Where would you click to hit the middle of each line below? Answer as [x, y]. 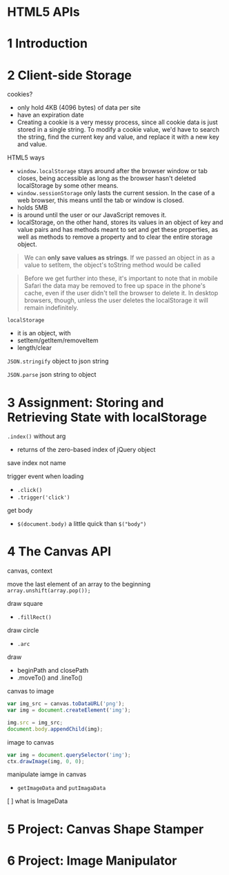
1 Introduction [48, 44]
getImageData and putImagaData [61, 788]
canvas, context [30, 571]
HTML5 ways [26, 158]
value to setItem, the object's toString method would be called [112, 265]
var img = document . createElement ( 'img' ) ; [69, 710]
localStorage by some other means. [68, 186]
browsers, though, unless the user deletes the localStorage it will [116, 300]
